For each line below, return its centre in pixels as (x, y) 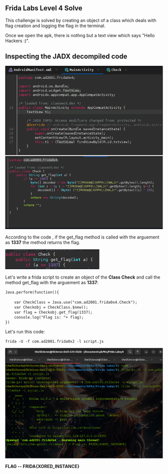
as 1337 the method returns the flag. (43, 242)
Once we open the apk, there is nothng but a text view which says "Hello (80, 35)
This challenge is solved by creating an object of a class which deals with (81, 20)
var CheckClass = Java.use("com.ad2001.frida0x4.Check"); (76, 302)
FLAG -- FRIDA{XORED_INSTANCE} (42, 466)
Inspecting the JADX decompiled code (66, 56)
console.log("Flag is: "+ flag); (49, 317)
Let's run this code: (25, 331)
